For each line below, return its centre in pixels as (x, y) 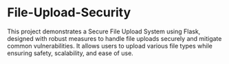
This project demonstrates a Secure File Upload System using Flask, (104, 31)
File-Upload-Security (69, 13)
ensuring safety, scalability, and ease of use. (70, 53)
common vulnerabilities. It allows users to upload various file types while (110, 46)
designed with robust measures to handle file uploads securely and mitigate (115, 38)
